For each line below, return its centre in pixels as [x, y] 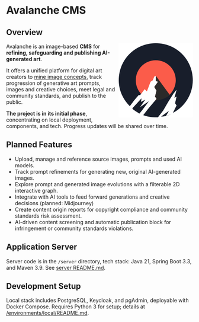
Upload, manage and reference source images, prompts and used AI [98, 159]
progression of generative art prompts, [53, 83]
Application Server [42, 247]
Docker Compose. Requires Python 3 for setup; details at [76, 307]
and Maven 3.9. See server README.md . [56, 267]
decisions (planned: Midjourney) [54, 203]
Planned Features [39, 145]
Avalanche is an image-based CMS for [53, 46]
